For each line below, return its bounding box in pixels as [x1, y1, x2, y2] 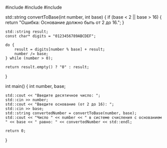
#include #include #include [5, 5, 62, 10]
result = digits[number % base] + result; [14, 47, 105, 52]
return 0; [5, 128, 26, 133]
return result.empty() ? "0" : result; [5, 65, 90, 70]
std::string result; [5, 29, 49, 34]
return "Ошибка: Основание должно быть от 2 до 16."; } [5, 20, 124, 25]
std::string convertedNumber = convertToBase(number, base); [5, 111, 137, 116]
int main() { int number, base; [5, 83, 66, 89]
